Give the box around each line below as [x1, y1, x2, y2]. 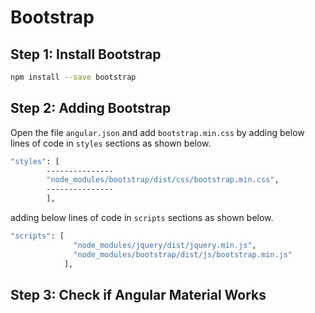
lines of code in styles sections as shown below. [10, 137, 212, 149]
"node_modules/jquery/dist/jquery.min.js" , [73, 240, 257, 250]
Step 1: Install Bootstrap [10, 46, 162, 63]
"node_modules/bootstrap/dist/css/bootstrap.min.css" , [46, 175, 280, 185]
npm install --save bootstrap [10, 72, 137, 82]
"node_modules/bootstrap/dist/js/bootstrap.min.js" [73, 249, 293, 260]
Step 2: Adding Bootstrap [10, 100, 172, 117]
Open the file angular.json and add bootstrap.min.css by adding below [10, 126, 305, 138]
